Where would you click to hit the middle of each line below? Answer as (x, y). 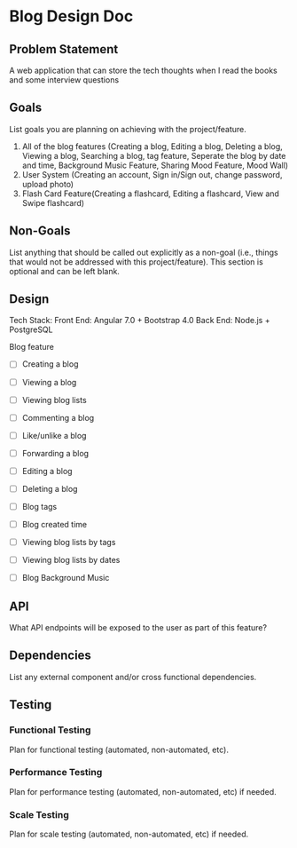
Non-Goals (40, 231)
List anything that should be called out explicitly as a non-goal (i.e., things (144, 252)
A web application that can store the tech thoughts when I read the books (143, 70)
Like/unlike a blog (54, 435)
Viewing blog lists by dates (71, 560)
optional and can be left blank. (64, 271)
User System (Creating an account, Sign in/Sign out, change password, (152, 174)
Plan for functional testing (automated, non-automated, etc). (119, 749)
